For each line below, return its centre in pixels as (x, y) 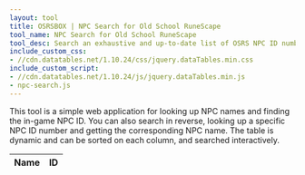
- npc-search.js (40, 85)
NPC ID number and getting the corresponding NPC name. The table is (142, 130)
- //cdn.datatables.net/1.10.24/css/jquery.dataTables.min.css (132, 60)
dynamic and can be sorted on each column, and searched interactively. (144, 140)
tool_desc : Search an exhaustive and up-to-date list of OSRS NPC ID (144, 43)
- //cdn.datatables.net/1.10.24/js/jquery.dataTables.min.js (128, 77)
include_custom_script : (54, 69)
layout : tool (34, 18)
